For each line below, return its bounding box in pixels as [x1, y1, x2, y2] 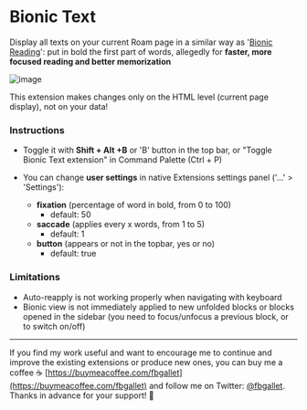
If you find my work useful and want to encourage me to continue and [9, 347, 272, 358]
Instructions [9, 123, 66, 136]
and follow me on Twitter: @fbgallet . [149, 380, 286, 391]
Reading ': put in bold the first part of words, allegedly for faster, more [9, 46, 272, 57]
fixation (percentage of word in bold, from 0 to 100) [36, 199, 231, 211]
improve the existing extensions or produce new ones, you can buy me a [9, 356, 283, 367]
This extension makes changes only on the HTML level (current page [9, 91, 270, 102]
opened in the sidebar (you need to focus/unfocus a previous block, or [22, 310, 290, 321]
